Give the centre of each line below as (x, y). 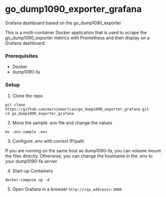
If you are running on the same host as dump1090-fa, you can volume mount (83, 150)
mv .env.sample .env (26, 132)
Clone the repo (27, 96)
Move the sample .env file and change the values (62, 123)
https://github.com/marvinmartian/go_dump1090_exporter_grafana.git (77, 109)
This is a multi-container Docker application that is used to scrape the (76, 32)
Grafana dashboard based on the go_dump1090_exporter (63, 23)
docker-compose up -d (27, 180)
